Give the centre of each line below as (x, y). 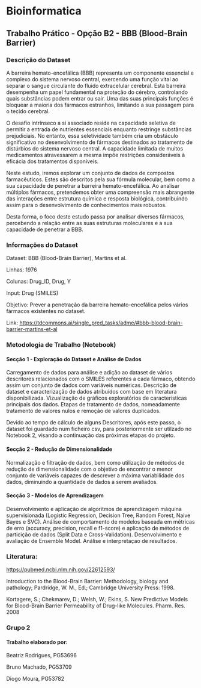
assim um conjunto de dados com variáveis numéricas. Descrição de (91, 385)
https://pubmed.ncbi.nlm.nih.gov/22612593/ (61, 569)
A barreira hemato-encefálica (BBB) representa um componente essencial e (100, 73)
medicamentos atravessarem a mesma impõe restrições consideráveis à (96, 155)
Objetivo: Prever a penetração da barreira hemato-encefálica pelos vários (97, 305)
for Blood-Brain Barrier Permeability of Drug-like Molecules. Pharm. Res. (96, 606)
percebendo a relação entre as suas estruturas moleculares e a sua (89, 223)
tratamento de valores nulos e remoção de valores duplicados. (83, 411)
